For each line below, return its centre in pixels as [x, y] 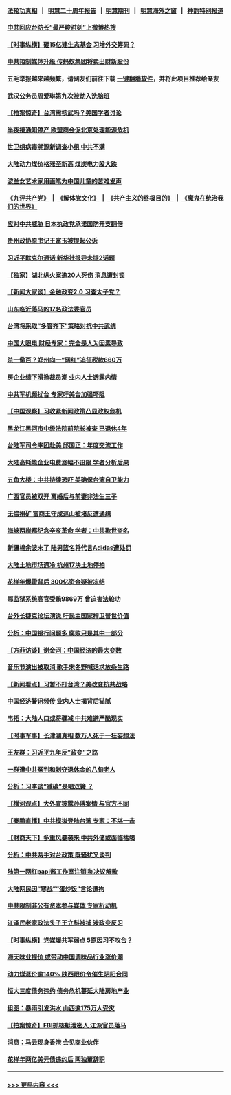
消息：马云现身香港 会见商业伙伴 [53, 1042]
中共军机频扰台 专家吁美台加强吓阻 [56, 394]
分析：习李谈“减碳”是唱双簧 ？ [51, 786]
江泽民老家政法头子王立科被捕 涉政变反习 [65, 923]
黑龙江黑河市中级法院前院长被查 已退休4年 [67, 428]
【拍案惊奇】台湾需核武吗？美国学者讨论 [64, 113]
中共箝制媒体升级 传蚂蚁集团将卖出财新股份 [68, 61]
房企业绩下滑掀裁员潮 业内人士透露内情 [62, 377]
